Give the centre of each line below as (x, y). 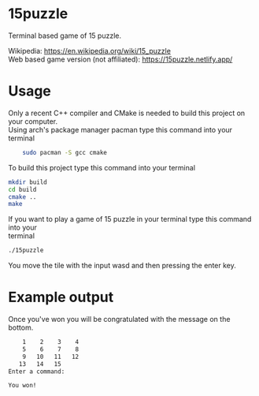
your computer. (33, 121)
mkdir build (28, 182)
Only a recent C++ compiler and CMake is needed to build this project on (127, 113)
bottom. (21, 327)
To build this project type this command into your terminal (102, 167)
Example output (61, 297)
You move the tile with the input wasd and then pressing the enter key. (122, 266)
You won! (22, 386)
